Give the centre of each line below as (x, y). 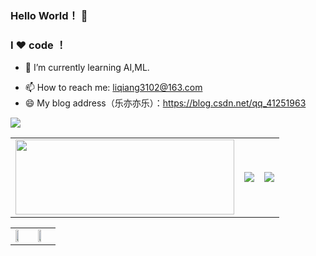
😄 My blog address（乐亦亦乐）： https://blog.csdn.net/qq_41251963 (165, 103)
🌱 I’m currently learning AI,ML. (87, 68)
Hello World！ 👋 (49, 15)
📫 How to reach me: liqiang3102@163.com (113, 88)
